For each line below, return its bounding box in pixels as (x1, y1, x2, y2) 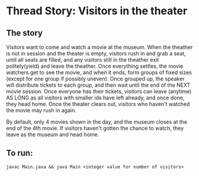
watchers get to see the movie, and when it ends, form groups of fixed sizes (6, 69, 192, 76)
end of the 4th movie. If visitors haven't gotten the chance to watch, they (6, 125, 184, 131)
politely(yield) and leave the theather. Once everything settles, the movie (6, 62, 184, 70)
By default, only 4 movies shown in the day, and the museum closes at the (6, 118, 188, 125)
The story (6, 28, 43, 38)
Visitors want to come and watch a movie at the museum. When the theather (6, 43, 193, 51)
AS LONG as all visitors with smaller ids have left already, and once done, (6, 94, 185, 101)
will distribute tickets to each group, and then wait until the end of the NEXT (6, 81, 191, 89)
